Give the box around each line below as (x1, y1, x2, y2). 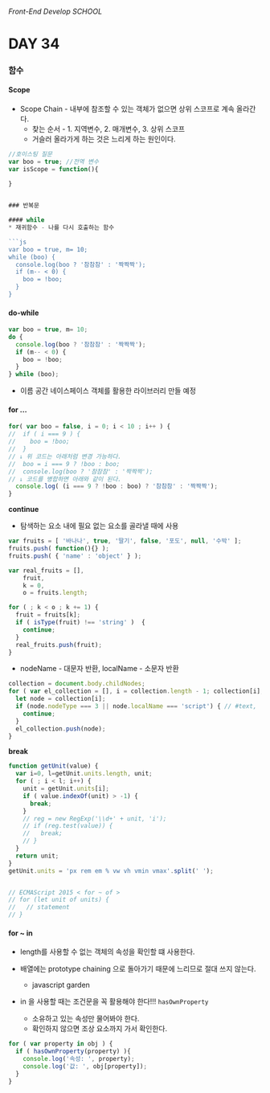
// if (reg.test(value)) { (22, 822, 113, 830)
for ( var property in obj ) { (8, 1040, 113, 1048)
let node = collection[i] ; (15, 695, 106, 703)
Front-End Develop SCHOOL (8, 6, 103, 16)
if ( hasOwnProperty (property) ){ (15, 1047, 131, 1056)
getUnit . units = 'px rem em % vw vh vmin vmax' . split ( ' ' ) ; (8, 866, 215, 875)
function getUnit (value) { (8, 762, 99, 771)
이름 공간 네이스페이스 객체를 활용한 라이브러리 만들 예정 (19, 386, 197, 395)
